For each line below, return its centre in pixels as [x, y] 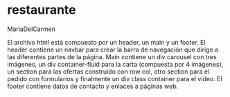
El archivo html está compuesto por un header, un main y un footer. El [106, 42]
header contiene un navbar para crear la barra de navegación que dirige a [113, 50]
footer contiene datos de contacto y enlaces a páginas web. [93, 86]
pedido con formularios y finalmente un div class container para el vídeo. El [115, 78]
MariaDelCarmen [32, 29]
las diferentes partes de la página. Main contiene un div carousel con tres [112, 56]
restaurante [42, 10]
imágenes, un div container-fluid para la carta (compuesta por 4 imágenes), [115, 64]
